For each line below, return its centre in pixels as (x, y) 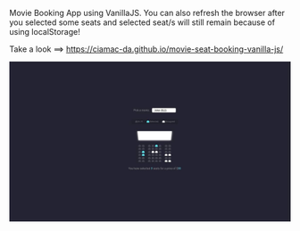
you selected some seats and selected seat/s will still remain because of (142, 22)
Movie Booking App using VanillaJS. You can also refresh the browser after (147, 13)
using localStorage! (45, 32)
